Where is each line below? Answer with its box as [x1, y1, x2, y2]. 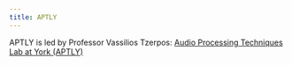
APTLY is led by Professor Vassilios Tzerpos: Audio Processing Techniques [9, 37, 283, 47]
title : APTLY [9, 12, 58, 22]
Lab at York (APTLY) [9, 46, 84, 57]
